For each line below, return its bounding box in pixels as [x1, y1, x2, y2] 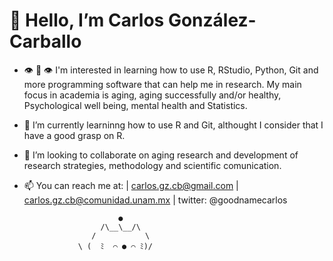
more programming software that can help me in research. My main [23, 78, 302, 90]
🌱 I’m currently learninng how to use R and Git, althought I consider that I [23, 119, 324, 131]
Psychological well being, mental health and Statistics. [23, 99, 248, 111]
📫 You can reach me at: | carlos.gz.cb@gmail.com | [23, 179, 239, 191]
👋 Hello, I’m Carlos [9, 9, 165, 32]
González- [167, 9, 257, 32]
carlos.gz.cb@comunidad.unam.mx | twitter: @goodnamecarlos [23, 194, 288, 206]
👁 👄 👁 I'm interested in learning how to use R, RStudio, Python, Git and [23, 64, 319, 76]
